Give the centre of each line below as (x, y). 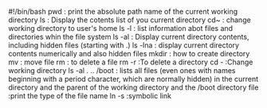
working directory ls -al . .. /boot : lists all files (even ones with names (122, 70)
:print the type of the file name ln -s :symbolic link (90, 96)
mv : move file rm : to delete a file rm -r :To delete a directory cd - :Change (131, 62)
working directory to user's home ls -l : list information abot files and (121, 28)
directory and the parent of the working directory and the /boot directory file (133, 87)
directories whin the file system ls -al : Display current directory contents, (129, 37)
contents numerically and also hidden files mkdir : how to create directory (129, 54)
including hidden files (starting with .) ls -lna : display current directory (124, 45)
